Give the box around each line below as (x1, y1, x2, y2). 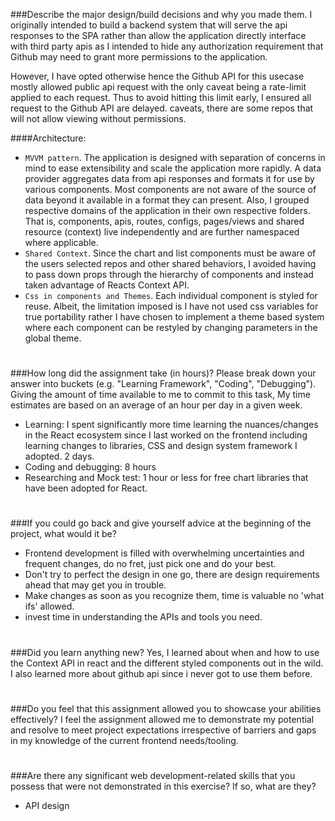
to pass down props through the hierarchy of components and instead (24, 269, 314, 280)
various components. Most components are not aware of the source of (24, 184, 317, 195)
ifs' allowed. (24, 600, 75, 613)
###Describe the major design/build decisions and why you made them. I (10, 9, 313, 20)
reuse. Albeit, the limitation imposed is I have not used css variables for (24, 300, 319, 312)
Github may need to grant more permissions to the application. (10, 51, 268, 63)
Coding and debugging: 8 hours (24, 461, 157, 473)
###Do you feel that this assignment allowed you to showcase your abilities (10, 702, 322, 714)
